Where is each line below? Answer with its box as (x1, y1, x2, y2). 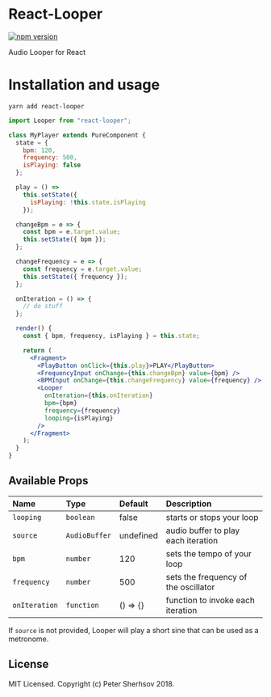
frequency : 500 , (23, 154, 78, 162)
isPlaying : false (23, 161, 81, 170)
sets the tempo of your (165, 547, 252, 559)
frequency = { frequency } (44, 406, 121, 415)
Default (119, 498, 148, 509)
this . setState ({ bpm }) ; (23, 235, 106, 243)
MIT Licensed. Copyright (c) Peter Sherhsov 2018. (8, 678, 175, 688)
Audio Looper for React (8, 47, 86, 57)
